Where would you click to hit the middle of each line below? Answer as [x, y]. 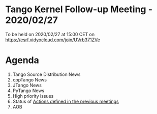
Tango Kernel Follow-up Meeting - [79, 9]
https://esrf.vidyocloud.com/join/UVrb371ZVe [53, 40]
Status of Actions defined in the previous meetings [66, 101]
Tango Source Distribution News [46, 74]
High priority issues [33, 96]
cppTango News [30, 79]
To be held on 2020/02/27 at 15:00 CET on [50, 34]
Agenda [22, 60]
